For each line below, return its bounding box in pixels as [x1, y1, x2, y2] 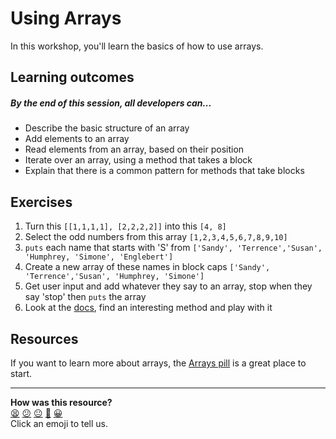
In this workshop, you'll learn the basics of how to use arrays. [10, 40, 264, 52]
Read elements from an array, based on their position [24, 143, 245, 156]
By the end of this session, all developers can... [10, 97, 212, 109]
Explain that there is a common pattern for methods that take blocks [24, 165, 305, 177]
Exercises [10, 193, 73, 211]
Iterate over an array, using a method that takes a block [24, 154, 253, 166]
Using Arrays [10, 7, 122, 30]
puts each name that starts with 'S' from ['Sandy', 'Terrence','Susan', [24, 242, 323, 254]
